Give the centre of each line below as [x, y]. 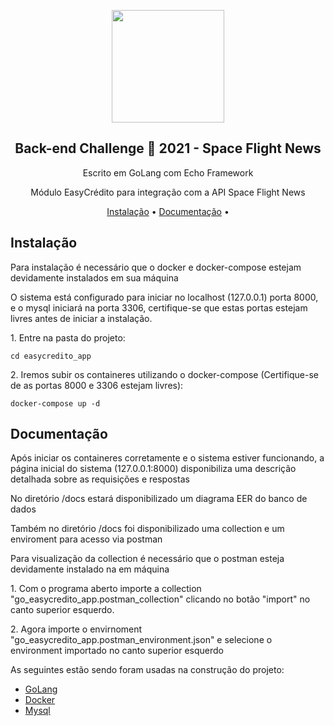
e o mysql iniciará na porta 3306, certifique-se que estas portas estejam [159, 307]
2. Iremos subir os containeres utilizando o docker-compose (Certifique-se [164, 374]
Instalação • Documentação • [168, 211]
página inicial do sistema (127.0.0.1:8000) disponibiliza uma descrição [153, 469]
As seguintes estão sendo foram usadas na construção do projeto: [147, 670]
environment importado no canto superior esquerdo [117, 651]
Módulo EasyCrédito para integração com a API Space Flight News [168, 192]
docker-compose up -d [55, 403]
